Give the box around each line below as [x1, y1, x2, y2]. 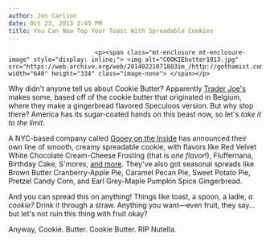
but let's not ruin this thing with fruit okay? [8, 209, 149, 219]
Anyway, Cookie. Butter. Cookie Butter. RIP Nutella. [8, 224, 177, 234]
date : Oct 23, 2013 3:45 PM [8, 19, 103, 27]
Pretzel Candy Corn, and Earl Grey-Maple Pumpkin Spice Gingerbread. [8, 176, 243, 186]
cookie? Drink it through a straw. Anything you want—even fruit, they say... [8, 200, 256, 210]
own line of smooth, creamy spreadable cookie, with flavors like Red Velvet [8, 142, 257, 152]
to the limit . [8, 118, 46, 128]
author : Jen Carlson [8, 11, 78, 20]
